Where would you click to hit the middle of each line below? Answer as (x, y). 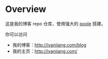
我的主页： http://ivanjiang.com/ (45, 51)
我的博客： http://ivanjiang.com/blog (49, 45)
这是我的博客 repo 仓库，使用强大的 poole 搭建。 (55, 23)
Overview (26, 9)
